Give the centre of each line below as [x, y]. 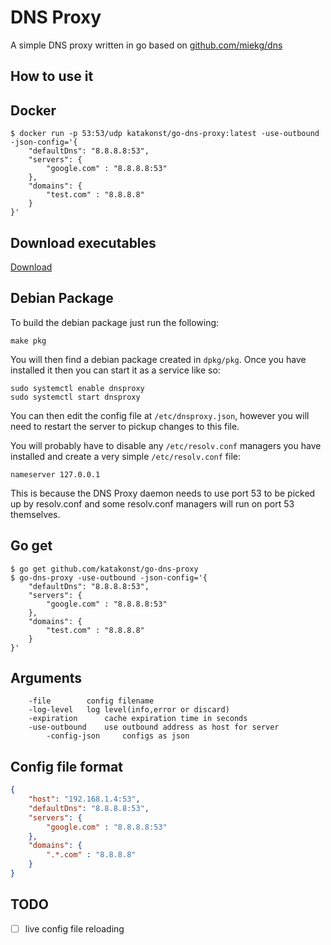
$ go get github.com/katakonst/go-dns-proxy [104, 569]
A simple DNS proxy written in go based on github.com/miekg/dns [146, 45]
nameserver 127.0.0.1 [55, 474]
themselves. [35, 514]
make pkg [28, 341]
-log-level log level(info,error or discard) [129, 710]
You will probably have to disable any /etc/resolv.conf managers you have [166, 445]
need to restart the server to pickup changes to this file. [125, 426]
